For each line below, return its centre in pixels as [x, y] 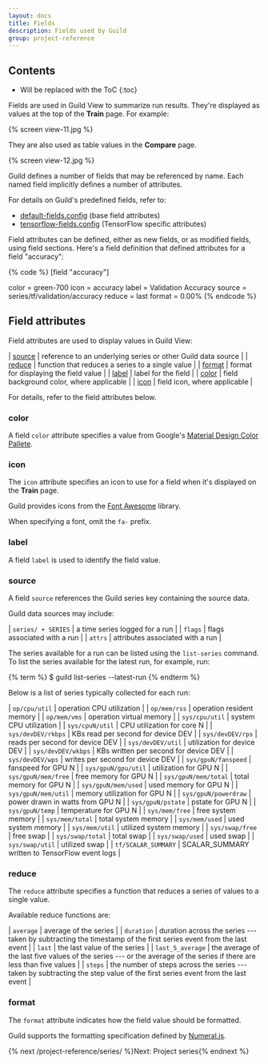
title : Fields [32, 23]
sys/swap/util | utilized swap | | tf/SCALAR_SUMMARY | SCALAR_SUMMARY [129, 844]
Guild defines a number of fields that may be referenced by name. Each [126, 176]
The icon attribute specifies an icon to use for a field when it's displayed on [132, 482]
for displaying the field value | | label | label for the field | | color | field [123, 373]
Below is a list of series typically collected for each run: [99, 693]
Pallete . [21, 444]
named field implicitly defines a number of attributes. [95, 184]
